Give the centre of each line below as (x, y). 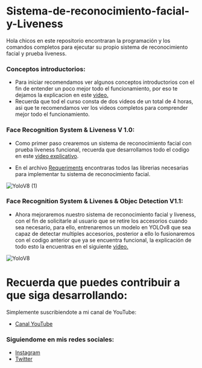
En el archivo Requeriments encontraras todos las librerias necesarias (102, 168)
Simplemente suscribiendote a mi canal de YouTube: (71, 312)
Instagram (27, 353)
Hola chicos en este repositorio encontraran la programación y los (88, 40)
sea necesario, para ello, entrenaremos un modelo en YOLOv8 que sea (103, 227)
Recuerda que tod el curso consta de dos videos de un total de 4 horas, (104, 101)
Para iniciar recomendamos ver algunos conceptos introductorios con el (105, 82)
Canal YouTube (34, 323)
